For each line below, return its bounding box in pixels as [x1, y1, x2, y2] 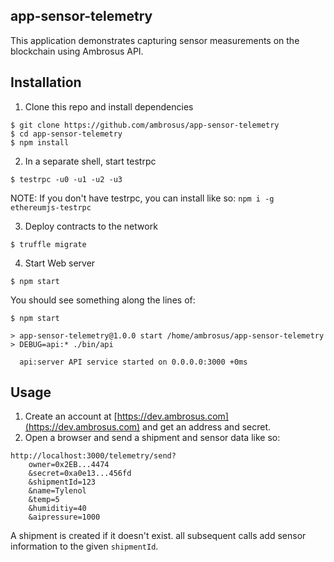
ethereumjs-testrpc [10, 202, 92, 213]
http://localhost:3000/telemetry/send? [10, 451, 177, 461]
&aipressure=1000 [28, 512, 101, 523]
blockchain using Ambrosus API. [10, 45, 144, 57]
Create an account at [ [24, 410, 118, 423]
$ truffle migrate [10, 239, 87, 249]
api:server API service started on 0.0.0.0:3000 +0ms [19, 357, 248, 367]
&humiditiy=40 [28, 504, 87, 514]
